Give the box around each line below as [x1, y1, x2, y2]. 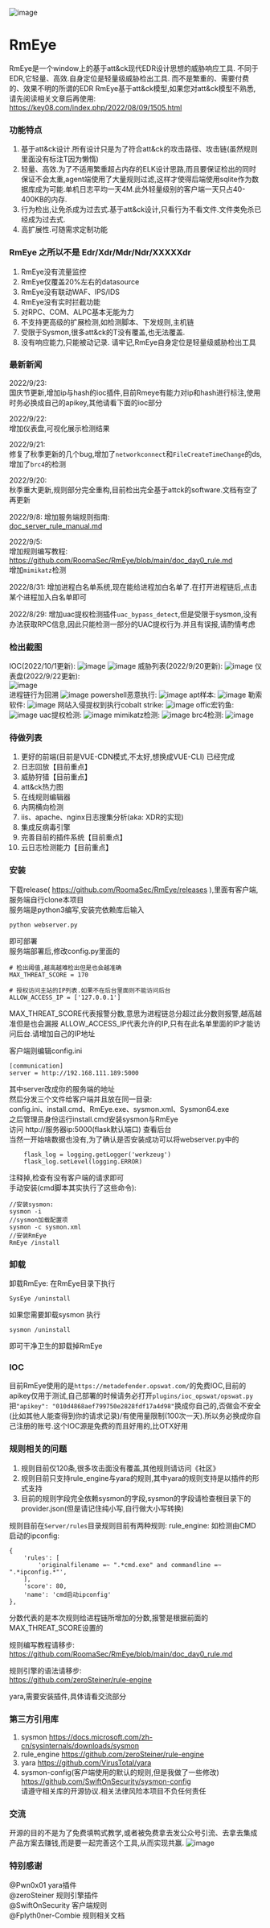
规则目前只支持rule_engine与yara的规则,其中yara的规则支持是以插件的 [20, 1473, 252, 1482]
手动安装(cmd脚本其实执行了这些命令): [9, 1183, 137, 1192]
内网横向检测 [20, 802, 63, 812]
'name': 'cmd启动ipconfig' [23, 1590, 112, 1598]
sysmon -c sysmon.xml [9, 1223, 82, 1231]
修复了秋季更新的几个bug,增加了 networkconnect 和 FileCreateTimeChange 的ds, [9, 449, 262, 458]
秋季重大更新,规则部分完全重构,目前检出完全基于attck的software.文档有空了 [9, 484, 258, 495]
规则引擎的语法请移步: [9, 1665, 83, 1675]
